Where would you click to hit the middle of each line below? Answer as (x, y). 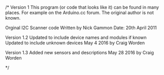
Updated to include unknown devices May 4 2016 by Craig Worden (75, 43)
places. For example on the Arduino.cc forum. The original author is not (80, 13)
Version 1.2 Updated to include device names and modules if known (76, 38)
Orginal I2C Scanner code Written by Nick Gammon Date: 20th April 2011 (81, 28)
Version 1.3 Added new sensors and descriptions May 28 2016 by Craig (80, 53)
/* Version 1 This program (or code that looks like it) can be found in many (82, 7)
